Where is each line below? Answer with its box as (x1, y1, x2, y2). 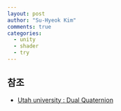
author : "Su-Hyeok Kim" (7, 17, 77, 24)
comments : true (7, 23, 52, 30)
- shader (13, 43, 39, 50)
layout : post (7, 10, 45, 17)
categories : (7, 29, 42, 37)
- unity (13, 36, 36, 43)
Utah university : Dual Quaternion (17, 96, 114, 104)
